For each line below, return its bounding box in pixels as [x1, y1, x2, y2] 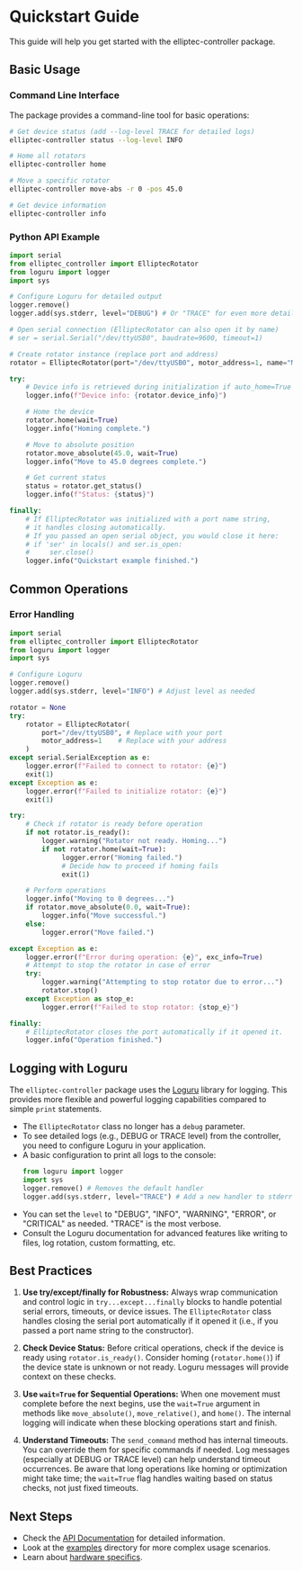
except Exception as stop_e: [25, 994, 135, 1003]
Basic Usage [9, 62, 81, 77]
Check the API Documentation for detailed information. [22, 1532, 226, 1544]
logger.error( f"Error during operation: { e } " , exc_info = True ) [25, 952, 263, 962]
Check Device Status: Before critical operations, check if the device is [22, 1342, 285, 1353]
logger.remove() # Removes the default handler [22, 1183, 204, 1193]
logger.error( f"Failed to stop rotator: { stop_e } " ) [41, 1002, 240, 1011]
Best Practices [9, 1263, 93, 1279]
